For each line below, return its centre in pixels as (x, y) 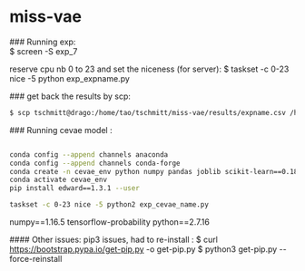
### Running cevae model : (61, 130)
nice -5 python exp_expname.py (69, 78)
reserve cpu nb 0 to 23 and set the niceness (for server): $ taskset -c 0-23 (149, 69)
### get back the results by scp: (70, 96)
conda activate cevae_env (58, 180)
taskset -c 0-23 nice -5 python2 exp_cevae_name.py (109, 205)
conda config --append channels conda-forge (95, 163)
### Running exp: (43, 42)
